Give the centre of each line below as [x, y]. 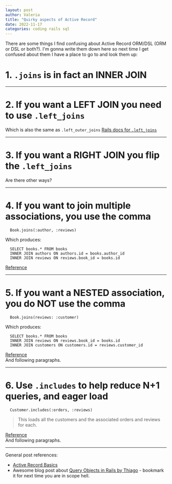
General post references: [31, 455]
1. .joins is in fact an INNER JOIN [76, 75]
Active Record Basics [35, 465]
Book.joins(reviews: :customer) [45, 317]
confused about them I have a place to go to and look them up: [72, 55]
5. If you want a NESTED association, [85, 293]
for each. [27, 425]
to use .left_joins [45, 116]
